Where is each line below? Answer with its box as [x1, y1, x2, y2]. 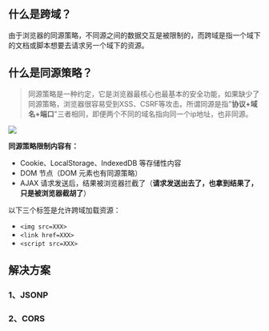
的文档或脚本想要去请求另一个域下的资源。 [8, 40, 149, 50]
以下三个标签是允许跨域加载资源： [8, 205, 121, 215]
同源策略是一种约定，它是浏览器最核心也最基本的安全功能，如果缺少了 [27, 89, 260, 99]
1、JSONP [8, 289, 49, 301]
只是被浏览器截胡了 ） [19, 188, 90, 198]
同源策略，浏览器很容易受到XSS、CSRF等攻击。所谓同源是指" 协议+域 [27, 99, 258, 108]
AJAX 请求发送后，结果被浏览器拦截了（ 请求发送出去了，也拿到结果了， [19, 178, 259, 188]
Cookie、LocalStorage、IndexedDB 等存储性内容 [19, 158, 182, 168]
